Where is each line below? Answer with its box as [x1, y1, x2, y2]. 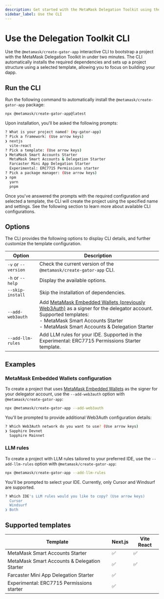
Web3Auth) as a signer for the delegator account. [39, 305, 153, 312]
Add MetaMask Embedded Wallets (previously [39, 299, 145, 306]
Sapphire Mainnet [9, 433, 45, 438]
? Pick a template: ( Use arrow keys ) [5, 147, 82, 153]
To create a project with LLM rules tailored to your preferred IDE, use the [5, 455, 151, 461]
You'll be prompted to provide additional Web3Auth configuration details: [5, 414, 152, 420]
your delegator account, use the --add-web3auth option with [5, 391, 125, 397]
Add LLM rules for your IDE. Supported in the [39, 331, 143, 338]
